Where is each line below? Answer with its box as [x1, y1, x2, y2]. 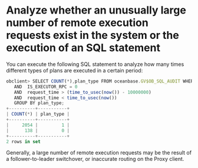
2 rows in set [6, 139, 41, 144]
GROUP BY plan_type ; [14, 100, 65, 106]
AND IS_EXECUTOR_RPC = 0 [14, 84, 78, 90]
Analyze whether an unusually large [6, 4, 187, 17]
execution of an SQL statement [6, 41, 161, 55]
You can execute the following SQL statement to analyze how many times [6, 60, 184, 68]
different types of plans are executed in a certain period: [6, 67, 143, 74]
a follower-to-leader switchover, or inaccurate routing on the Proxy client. [6, 156, 184, 163]
